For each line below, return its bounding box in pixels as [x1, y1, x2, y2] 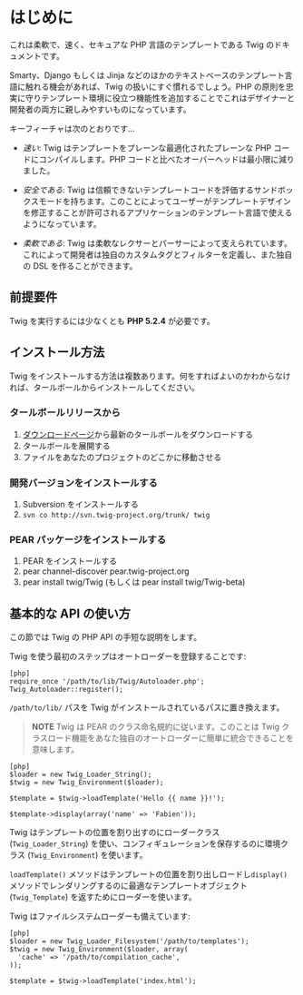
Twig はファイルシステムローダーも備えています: [9, 911, 191, 921]
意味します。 [31, 744, 80, 755]
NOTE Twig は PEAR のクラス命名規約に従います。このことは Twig [31, 722, 279, 733]
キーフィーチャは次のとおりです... [9, 123, 135, 133]
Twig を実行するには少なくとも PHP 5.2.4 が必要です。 [9, 315, 215, 326]
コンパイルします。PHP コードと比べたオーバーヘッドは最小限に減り [38, 153, 295, 164]
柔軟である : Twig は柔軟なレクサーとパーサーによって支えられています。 [22, 237, 292, 249]
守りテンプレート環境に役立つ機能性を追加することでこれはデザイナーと [24, 92, 295, 103]
